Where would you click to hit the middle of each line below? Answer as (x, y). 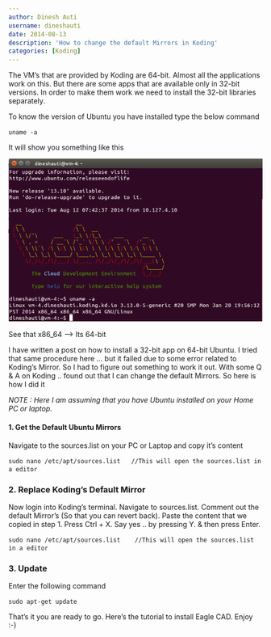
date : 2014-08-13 (38, 34)
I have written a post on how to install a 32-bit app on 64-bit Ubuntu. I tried (133, 350)
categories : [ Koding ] (45, 51)
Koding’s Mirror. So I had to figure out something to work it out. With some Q (135, 367)
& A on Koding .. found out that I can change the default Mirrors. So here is (132, 376)
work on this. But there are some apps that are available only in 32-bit (124, 84)
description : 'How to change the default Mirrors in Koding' (113, 43)
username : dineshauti (45, 25)
